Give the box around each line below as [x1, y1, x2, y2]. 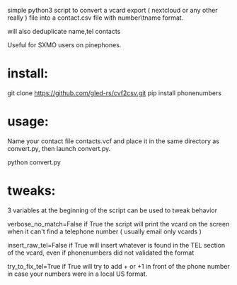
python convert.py [7, 158, 62, 166]
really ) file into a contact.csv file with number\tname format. [7, 13, 184, 22]
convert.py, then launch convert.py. [7, 144, 111, 152]
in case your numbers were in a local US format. [7, 269, 148, 278]
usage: [7, 114, 50, 130]
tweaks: [7, 183, 56, 199]
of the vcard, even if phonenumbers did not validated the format [7, 248, 195, 257]
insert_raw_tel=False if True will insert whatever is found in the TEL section [7, 241, 226, 249]
